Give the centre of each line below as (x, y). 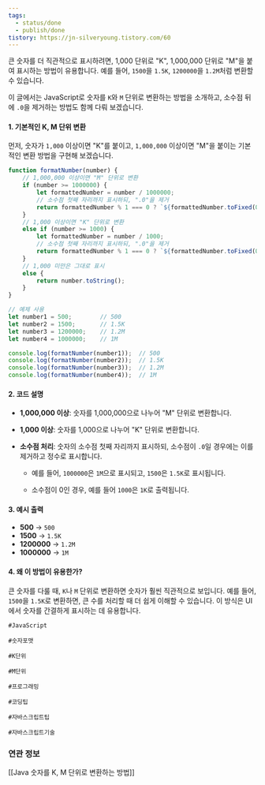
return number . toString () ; (81, 281)
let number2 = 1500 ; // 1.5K (67, 324)
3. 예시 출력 (26, 509)
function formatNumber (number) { (63, 170)
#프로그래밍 (24, 686)
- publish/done (40, 30)
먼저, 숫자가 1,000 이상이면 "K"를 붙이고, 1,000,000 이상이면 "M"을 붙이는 (122, 146)
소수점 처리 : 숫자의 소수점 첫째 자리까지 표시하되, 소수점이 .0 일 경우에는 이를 (136, 447)
